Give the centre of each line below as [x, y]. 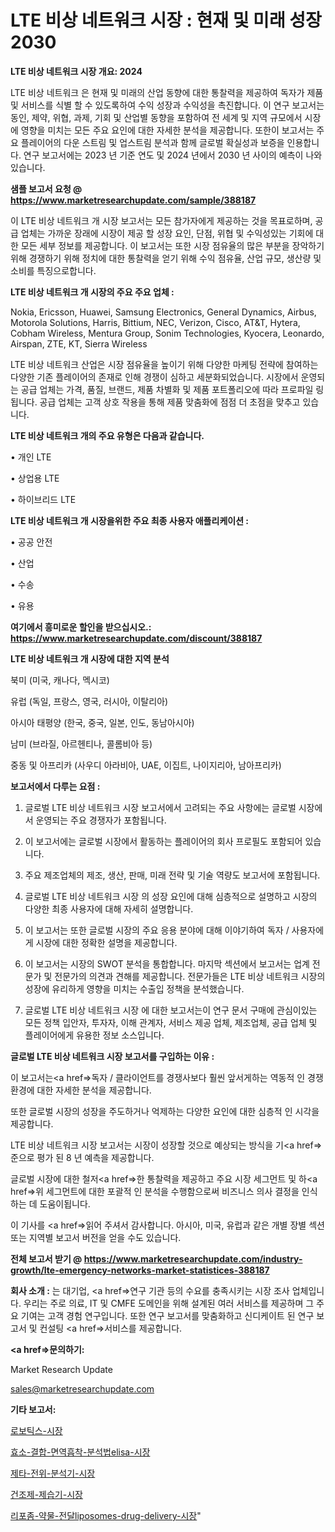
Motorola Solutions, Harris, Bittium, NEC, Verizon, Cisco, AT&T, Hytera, [155, 322]
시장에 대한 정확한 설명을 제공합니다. [106, 942]
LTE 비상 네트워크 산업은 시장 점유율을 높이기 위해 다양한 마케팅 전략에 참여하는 [164, 364]
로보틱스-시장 [36, 1430]
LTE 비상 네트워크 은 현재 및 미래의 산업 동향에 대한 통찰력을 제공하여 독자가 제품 [167, 92]
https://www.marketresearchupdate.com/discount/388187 [136, 638]
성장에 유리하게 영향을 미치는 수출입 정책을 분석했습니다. [134, 988]
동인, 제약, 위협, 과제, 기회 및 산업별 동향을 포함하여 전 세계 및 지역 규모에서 [156, 117]
